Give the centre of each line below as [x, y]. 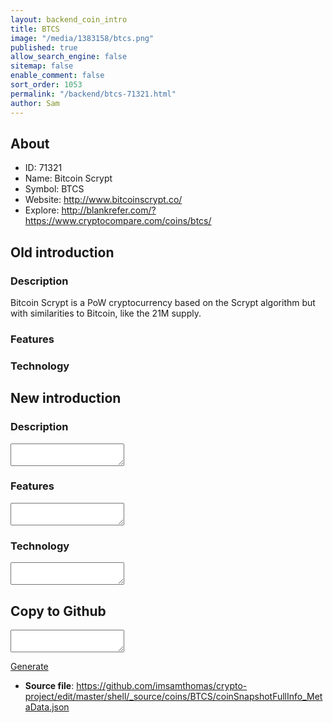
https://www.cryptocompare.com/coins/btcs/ [118, 221]
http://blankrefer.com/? [109, 210]
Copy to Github [58, 611]
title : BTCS [35, 29]
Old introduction [62, 252]
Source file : [49, 685]
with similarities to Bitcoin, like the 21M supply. [106, 313]
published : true [44, 47]
